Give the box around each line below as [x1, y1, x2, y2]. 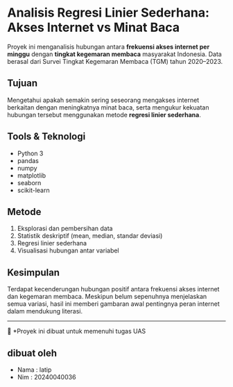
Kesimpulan [7, 266, 60, 278]
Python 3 [17, 149, 44, 157]
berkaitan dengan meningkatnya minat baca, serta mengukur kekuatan [7, 103, 209, 112]
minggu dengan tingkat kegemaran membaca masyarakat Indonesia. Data [7, 50, 222, 58]
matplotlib [17, 171, 46, 180]
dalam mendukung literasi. [7, 307, 83, 316]
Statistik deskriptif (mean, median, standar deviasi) [17, 232, 163, 240]
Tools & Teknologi [7, 130, 86, 143]
